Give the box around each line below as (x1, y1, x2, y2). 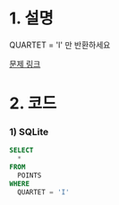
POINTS (17, 171, 42, 180)
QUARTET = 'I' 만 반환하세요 (9, 39, 111, 50)
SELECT (9, 146, 34, 155)
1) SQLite (9, 126, 49, 139)
